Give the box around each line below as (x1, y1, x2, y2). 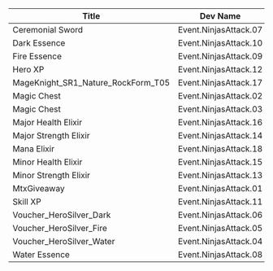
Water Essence (12, 249, 71, 260)
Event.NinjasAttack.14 (177, 130, 263, 141)
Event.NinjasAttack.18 (177, 143, 263, 154)
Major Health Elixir (12, 117, 83, 128)
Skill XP (12, 196, 42, 207)
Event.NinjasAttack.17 (177, 77, 263, 88)
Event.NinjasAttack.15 (177, 156, 263, 168)
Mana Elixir (12, 143, 55, 154)
